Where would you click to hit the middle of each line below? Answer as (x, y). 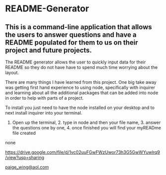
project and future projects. (49, 50)
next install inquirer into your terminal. (44, 113)
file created (24, 133)
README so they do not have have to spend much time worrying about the (81, 67)
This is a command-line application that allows (79, 27)
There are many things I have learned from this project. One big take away (81, 82)
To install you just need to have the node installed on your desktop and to (80, 108)
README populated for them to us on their (72, 42)
